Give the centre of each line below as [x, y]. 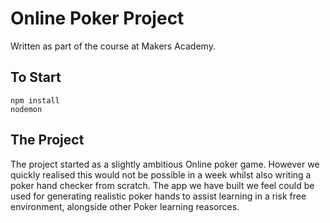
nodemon [26, 109]
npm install [35, 100]
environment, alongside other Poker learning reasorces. [125, 206]
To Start [36, 77]
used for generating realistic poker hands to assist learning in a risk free [158, 196]
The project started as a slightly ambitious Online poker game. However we [165, 164]
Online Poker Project [97, 18]
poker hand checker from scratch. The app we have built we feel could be [162, 185]
